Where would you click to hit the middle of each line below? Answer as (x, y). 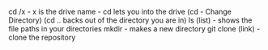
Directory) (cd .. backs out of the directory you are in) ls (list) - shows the (130, 20)
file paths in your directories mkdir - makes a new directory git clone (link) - (134, 29)
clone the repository (42, 37)
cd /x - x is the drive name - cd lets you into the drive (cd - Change (120, 12)
